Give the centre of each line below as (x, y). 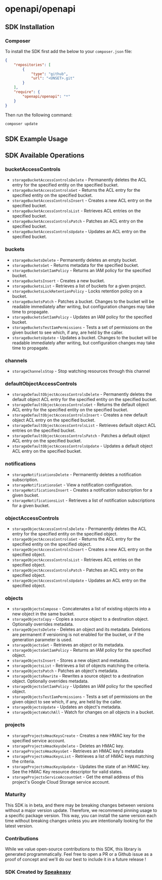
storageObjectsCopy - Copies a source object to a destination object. (80, 619)
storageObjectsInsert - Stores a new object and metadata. (71, 660)
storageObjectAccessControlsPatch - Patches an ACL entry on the (78, 570)
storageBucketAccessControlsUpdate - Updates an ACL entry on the (79, 232)
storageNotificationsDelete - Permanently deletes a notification (77, 474)
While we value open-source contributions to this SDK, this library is (73, 849)
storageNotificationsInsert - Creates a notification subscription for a (82, 490)
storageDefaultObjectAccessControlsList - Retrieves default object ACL (84, 425)
